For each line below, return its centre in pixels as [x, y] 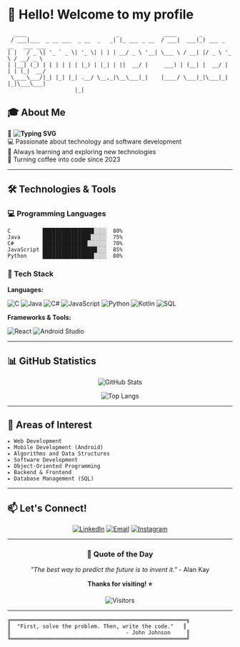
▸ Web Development [35, 441]
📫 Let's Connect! [47, 508]
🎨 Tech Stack [31, 274]
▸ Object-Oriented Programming [54, 466]
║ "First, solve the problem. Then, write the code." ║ [97, 627]
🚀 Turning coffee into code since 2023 [64, 159]
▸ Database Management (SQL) [51, 479]
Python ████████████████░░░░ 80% [65, 256]
